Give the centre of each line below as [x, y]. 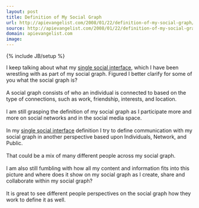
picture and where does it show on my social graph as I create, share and [96, 175]
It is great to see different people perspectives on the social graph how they [99, 193]
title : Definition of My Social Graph [54, 17]
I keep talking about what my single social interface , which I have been [92, 68]
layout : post [22, 12]
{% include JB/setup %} [36, 56]
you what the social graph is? [42, 80]
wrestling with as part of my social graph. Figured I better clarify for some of [99, 74]
